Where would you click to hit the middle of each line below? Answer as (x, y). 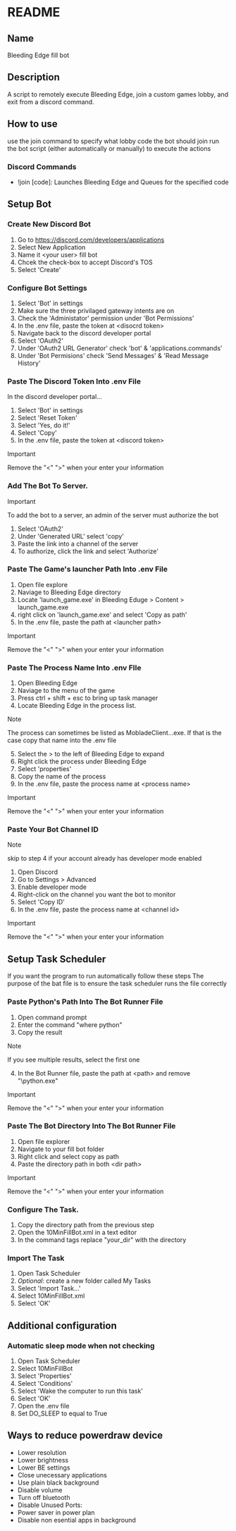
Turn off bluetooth (44, 1497)
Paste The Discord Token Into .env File (74, 381)
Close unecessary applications (62, 1475)
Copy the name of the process (62, 777)
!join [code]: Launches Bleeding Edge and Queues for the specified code (123, 182)
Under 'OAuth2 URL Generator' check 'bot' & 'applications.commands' (120, 348)
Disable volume (40, 1490)
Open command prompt (52, 1017)
